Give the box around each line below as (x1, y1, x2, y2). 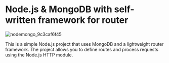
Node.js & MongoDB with (5, 4, 112, 15)
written (5, 14, 36, 26)
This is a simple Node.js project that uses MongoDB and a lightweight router (5, 41, 164, 47)
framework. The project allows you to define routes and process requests (5, 46, 158, 52)
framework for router (37, 14, 129, 26)
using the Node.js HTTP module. (5, 52, 73, 58)
